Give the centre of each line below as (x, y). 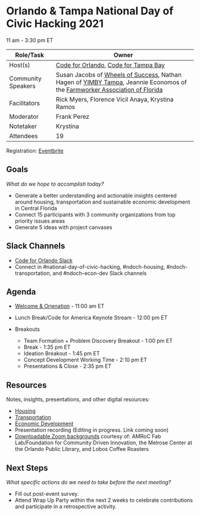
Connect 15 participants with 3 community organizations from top (95, 214)
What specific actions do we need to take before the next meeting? (89, 482)
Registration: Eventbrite (35, 150)
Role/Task (30, 55)
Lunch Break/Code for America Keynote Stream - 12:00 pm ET (91, 318)
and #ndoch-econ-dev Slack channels (100, 273)
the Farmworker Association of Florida (109, 90)
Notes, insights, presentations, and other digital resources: (78, 400)
